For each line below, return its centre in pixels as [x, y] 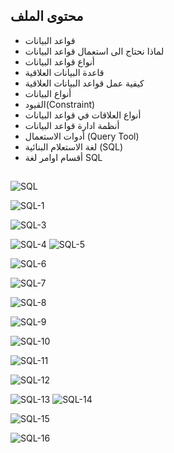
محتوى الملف [47, 16]
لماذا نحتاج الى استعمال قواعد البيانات [94, 51]
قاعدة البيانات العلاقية [64, 72]
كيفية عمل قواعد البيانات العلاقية [84, 83]
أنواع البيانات [48, 93]
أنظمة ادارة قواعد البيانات [72, 125]
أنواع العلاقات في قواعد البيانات [83, 115]
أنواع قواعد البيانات [59, 61]
